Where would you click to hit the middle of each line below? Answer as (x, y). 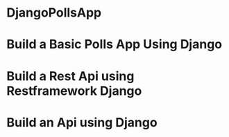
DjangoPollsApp (54, 13)
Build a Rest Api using (70, 76)
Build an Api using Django (82, 122)
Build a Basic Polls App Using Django (114, 45)
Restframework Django (74, 91)
